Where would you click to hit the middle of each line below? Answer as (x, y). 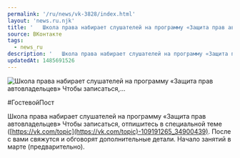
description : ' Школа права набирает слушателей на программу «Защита (118, 54)
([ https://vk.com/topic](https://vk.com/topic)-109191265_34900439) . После (119, 131)
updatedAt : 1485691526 (41, 61)
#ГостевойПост (31, 102)
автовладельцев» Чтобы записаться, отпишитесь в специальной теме (115, 124)
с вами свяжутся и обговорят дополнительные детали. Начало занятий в (119, 139)
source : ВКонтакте (35, 34)
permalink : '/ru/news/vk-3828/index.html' (71, 14)
